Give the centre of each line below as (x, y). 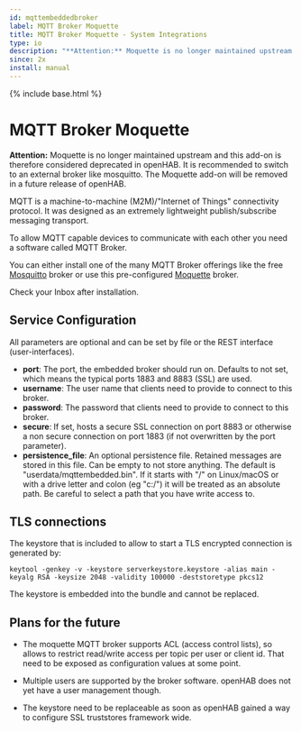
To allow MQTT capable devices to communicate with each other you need (149, 238)
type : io (26, 43)
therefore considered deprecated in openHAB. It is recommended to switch (149, 164)
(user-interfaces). (42, 352)
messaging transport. (49, 220)
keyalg (22, 578)
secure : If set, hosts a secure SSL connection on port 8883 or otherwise (157, 426)
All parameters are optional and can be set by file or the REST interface (141, 342)
